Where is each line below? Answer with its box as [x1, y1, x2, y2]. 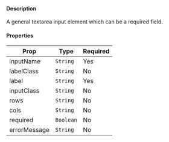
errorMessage [9, 126, 50, 134]
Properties [6, 32, 34, 39]
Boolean [55, 117, 77, 123]
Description [6, 5, 37, 12]
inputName [9, 57, 41, 66]
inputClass [9, 87, 40, 95]
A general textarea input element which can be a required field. [6, 18, 163, 25]
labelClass [9, 67, 39, 75]
